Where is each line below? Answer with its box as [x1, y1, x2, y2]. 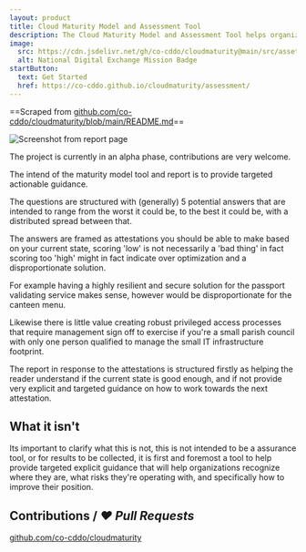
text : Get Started [17, 73, 88, 82]
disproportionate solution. [9, 261, 107, 273]
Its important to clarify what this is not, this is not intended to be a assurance [9, 443, 297, 454]
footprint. [9, 345, 45, 356]
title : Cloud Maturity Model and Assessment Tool [9, 22, 202, 31]
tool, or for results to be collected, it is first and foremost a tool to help [9, 453, 272, 464]
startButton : [9, 65, 59, 74]
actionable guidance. [9, 179, 88, 189]
